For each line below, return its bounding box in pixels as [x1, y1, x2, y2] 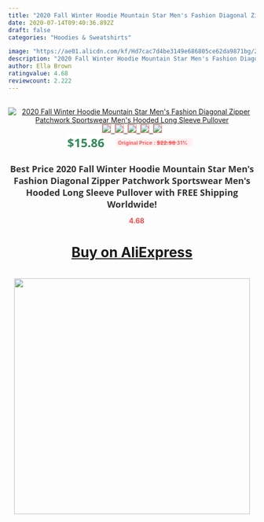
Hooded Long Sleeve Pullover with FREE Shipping [26, 186, 238, 199]
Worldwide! [107, 197, 157, 211]
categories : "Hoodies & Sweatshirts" [8, 33, 132, 42]
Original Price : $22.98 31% [117, 138, 189, 146]
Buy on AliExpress [71, 244, 193, 262]
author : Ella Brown [8, 62, 72, 71]
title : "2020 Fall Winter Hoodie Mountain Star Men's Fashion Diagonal [8, 11, 247, 20]
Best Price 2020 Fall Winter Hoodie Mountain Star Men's [9, 162, 255, 175]
